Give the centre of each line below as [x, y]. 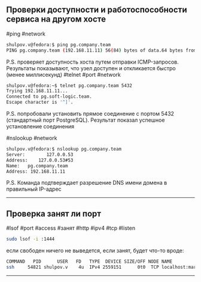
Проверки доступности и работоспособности [97, 10]
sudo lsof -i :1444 [31, 239]
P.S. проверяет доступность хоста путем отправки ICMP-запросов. [93, 62]
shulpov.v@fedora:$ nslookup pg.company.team [64, 149]
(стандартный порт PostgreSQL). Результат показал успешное [86, 120]
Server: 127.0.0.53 [40, 154]
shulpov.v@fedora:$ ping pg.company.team [59, 44]
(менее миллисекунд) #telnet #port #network [63, 74]
